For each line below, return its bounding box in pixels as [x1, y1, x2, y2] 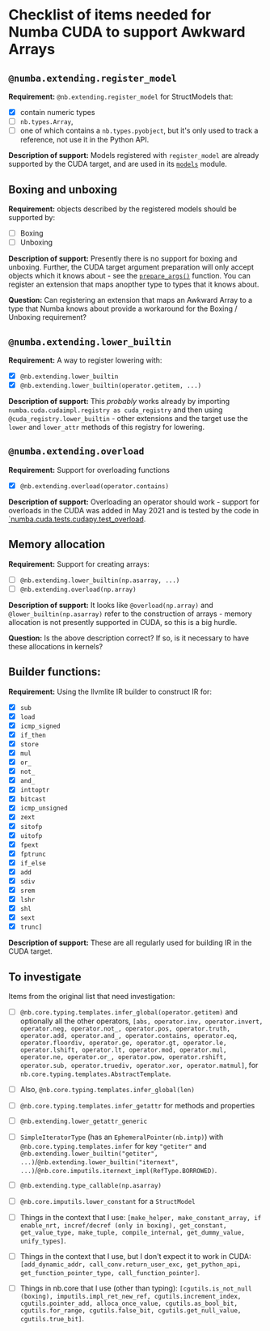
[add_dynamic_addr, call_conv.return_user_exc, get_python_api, [19, 1261, 242, 1269]
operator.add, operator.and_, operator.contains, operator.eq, [19, 1032, 238, 1040]
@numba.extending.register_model [8, 72, 178, 84]
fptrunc [19, 850, 46, 858]
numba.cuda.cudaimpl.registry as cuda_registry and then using [8, 405, 223, 415]
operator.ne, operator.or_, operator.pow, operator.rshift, [19, 1053, 227, 1061]
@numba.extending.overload [8, 445, 145, 457]
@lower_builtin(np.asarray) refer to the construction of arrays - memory [8, 609, 252, 619]
